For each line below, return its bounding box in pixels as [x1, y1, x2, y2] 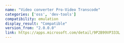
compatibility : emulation [5, 16, 58, 21]
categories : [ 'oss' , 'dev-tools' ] [5, 12, 77, 17]
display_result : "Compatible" [5, 21, 68, 26]
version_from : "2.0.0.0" [5, 26, 56, 31]
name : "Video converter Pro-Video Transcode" [5, 7, 100, 12]
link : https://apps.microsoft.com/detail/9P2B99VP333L [5, 30, 121, 35]
